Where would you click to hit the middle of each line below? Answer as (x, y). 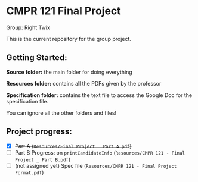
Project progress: (39, 132)
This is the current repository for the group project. (69, 39)
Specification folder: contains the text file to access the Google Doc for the (99, 95)
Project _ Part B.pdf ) (43, 159)
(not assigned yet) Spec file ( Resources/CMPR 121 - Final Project (96, 165)
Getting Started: (37, 58)
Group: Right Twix (28, 27)
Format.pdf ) (29, 172)
